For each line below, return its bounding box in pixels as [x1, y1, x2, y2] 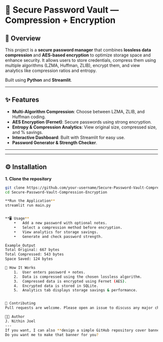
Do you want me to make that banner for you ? [5, 332, 98, 337]
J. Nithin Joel [5, 319, 36, 324]
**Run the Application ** [5, 198, 55, 203]
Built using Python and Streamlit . [5, 77, 72, 83]
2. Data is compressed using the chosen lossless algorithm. [14, 274, 142, 279]
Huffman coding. [12, 114, 46, 120]
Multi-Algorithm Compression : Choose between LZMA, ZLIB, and [12, 108, 145, 114]
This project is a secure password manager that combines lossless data [5, 47, 151, 53]
